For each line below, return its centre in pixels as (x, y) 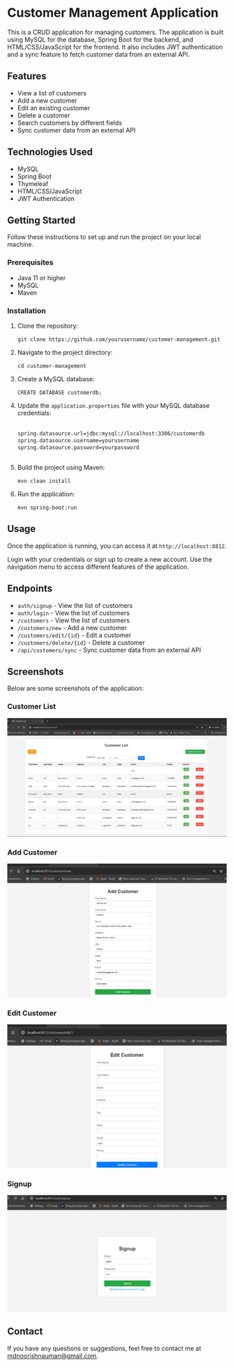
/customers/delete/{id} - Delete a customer (81, 642)
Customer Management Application (113, 13)
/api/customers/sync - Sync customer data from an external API (109, 650)
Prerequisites (30, 263)
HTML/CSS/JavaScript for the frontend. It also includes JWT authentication (115, 47)
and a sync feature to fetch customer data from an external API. (99, 54)
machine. (21, 245)
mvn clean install (44, 481)
